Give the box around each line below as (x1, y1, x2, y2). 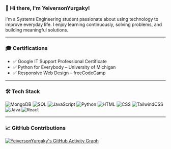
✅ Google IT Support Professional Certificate (12, 58, 107, 64)
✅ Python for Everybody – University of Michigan (12, 64, 116, 70)
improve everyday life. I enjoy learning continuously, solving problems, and (5, 21, 162, 27)
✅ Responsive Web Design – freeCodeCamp (12, 70, 106, 76)
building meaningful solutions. (5, 27, 69, 33)
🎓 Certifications (5, 45, 48, 52)
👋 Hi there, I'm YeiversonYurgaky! (5, 5, 90, 12)
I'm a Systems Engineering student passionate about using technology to (5, 16, 159, 22)
